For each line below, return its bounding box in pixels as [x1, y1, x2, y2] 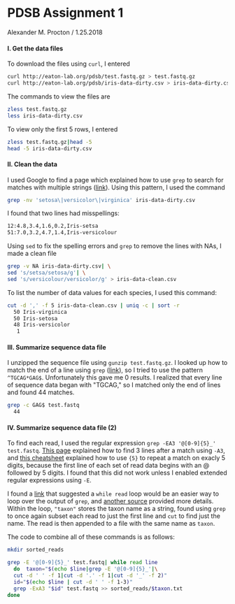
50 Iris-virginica [13, 308, 68, 315]
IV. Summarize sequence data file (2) [7, 423, 117, 431]
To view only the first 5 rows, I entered [7, 124, 118, 134]
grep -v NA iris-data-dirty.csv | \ [7, 263, 111, 270]
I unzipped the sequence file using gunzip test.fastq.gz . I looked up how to [7, 359, 228, 367]
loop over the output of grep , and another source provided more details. [7, 497, 214, 505]
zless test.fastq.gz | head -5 [7, 138, 92, 145]
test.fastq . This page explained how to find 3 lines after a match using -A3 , [7, 446, 225, 455]
